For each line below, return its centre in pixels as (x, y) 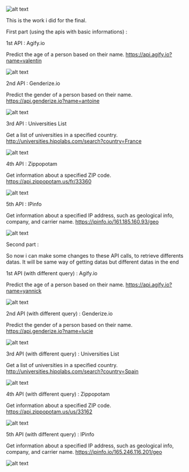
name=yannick (24, 291)
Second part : (23, 244)
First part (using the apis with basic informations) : (67, 32)
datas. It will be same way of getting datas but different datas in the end (93, 262)
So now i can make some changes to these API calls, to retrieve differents (95, 256)
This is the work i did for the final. (46, 20)
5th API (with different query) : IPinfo (50, 434)
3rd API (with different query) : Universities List (63, 354)
